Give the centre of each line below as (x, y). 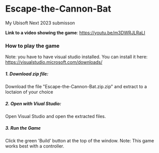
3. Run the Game (23, 128)
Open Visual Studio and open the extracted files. (56, 117)
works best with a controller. (35, 146)
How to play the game (32, 46)
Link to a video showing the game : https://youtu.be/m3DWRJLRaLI (75, 32)
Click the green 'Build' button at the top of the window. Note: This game (80, 141)
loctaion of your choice (29, 92)
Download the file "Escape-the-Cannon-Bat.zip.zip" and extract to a (76, 87)
